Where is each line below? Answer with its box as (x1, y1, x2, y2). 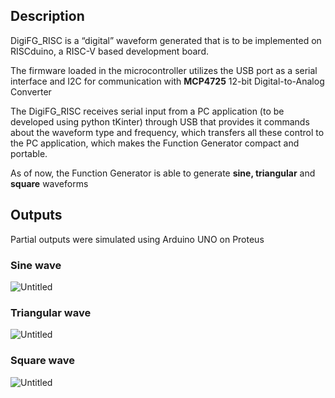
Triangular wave (10, 305, 92, 319)
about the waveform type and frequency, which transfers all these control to (10, 126, 325, 138)
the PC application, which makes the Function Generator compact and (10, 137, 300, 149)
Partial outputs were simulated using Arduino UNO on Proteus (10, 233, 265, 245)
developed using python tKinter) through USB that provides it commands (10, 115, 310, 128)
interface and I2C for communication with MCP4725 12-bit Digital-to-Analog (10, 75, 325, 87)
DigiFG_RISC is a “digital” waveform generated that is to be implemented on (10, 34, 322, 46)
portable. (10, 147, 48, 159)
